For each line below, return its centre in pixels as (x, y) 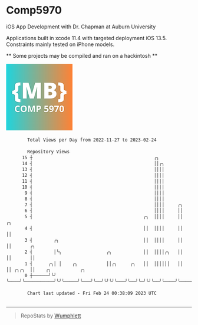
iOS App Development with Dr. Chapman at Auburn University (81, 27)
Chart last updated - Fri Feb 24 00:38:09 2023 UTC (92, 293)
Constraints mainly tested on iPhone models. (60, 44)
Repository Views (48, 152)
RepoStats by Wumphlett (51, 316)
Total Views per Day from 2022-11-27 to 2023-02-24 (92, 140)
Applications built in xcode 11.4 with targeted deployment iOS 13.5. (87, 38)
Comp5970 (34, 10)
